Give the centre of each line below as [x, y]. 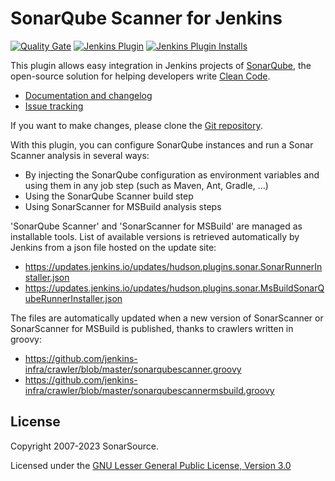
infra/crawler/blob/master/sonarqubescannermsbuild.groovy [149, 390]
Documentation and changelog [88, 95]
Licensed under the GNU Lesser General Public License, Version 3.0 [151, 465]
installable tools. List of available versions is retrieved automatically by [155, 236]
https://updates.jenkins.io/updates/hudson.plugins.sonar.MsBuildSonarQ [174, 288]
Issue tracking [54, 106]
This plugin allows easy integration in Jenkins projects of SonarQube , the [161, 65]
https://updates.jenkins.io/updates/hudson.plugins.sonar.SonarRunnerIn [173, 266]
